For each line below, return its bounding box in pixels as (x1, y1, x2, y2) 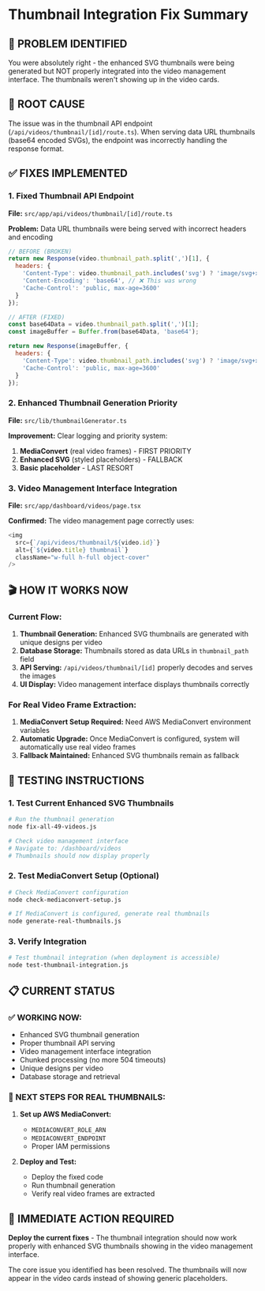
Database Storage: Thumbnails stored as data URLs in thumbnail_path (19, 646, 249, 655)
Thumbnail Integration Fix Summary (8, 6, 248, 24)
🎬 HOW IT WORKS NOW (8, 583, 129, 597)
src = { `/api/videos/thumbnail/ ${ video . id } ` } (15, 538, 160, 546)
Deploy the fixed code (31, 1172, 104, 1182)
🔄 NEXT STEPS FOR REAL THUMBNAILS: (8, 1091, 166, 1102)
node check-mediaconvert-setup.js (8, 896, 122, 904)
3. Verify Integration (8, 936, 87, 947)
